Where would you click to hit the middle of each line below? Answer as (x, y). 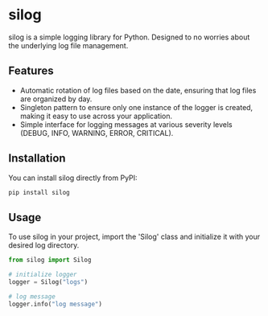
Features (31, 71)
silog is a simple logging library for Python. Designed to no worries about (129, 37)
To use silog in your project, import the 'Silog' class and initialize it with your (134, 237)
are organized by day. (56, 99)
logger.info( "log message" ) (56, 304)
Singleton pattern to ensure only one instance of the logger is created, (136, 107)
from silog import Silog (50, 260)
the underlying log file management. (68, 45)
